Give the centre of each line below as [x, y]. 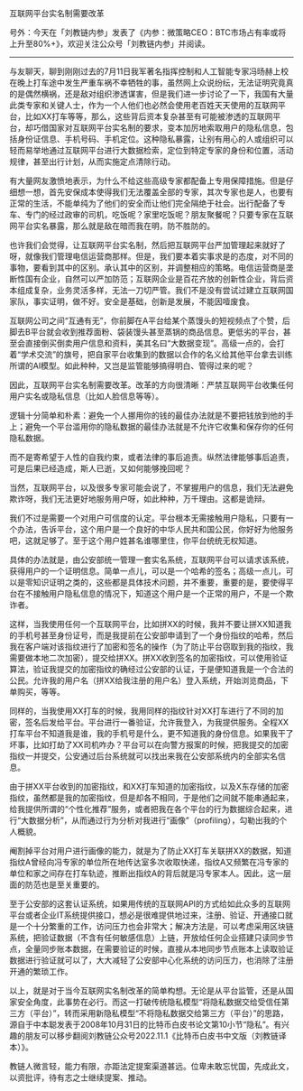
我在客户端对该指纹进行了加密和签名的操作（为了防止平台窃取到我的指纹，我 [151, 647]
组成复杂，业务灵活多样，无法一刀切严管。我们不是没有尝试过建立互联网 [151, 290]
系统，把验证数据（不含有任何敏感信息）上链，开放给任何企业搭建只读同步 [147, 938]
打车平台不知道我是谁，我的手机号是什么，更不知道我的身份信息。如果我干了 [151, 733]
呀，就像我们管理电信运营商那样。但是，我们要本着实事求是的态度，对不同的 [151, 256]
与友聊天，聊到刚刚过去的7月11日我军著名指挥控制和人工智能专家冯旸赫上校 [149, 71]
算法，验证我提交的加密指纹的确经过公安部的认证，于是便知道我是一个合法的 [151, 669]
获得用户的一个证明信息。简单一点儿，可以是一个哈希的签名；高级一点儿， [147, 571]
